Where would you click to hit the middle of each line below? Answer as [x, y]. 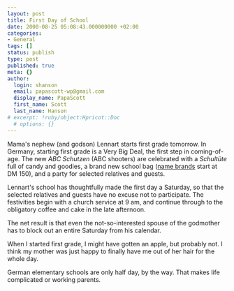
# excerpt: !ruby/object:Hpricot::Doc [64, 117]
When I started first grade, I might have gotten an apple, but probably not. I [115, 244]
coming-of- [207, 151]
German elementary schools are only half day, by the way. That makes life [114, 272]
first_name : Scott [41, 105]
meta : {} [20, 72]
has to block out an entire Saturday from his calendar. [85, 230]
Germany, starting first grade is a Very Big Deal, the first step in [98, 151]
